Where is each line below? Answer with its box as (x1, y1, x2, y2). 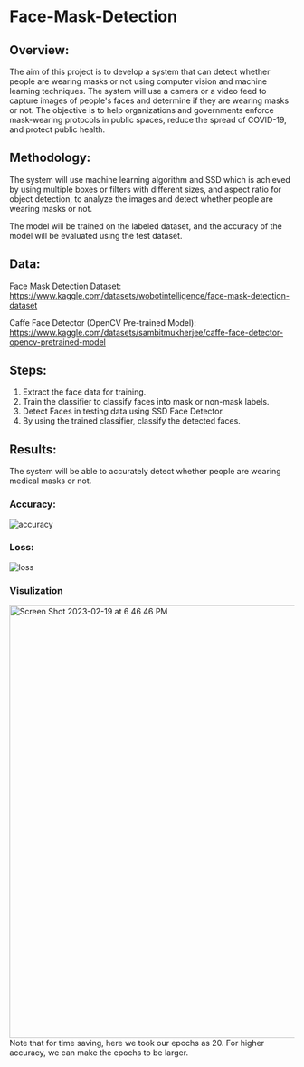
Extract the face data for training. (22, 386, 147, 397)
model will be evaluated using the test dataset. (9, 230, 183, 241)
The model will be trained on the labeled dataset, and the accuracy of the (9, 220, 283, 232)
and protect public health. (9, 124, 106, 135)
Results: (9, 442, 57, 457)
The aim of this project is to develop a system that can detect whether (9, 66, 271, 77)
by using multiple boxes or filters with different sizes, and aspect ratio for (9, 184, 282, 195)
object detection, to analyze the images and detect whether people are (9, 193, 274, 205)
